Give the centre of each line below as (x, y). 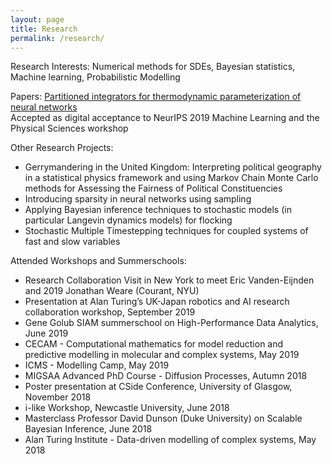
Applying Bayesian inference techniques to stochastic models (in (158, 210)
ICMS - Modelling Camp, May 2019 (97, 365)
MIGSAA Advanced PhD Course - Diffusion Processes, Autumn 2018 (166, 376)
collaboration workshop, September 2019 (110, 312)
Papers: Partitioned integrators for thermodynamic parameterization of (156, 97)
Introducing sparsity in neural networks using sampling (138, 199)
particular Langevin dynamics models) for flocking (128, 220)
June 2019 (46, 333)
